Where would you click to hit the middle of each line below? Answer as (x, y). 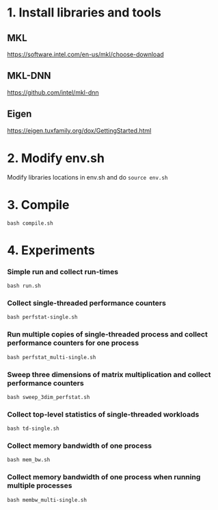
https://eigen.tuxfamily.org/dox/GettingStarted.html (79, 130)
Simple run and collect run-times (63, 271)
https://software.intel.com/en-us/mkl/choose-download (85, 54)
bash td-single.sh (33, 429)
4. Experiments (51, 250)
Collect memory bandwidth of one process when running (104, 477)
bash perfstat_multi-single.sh (52, 357)
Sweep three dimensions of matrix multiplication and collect (109, 374)
